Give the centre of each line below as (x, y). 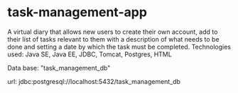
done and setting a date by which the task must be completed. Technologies (119, 46)
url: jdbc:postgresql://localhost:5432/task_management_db (94, 81)
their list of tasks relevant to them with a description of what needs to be (113, 39)
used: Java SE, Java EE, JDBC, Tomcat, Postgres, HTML (90, 54)
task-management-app (77, 12)
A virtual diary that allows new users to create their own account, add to (113, 32)
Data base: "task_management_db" (59, 68)
